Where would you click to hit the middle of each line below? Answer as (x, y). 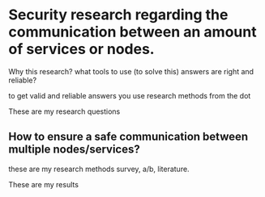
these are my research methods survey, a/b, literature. (99, 169)
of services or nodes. (82, 49)
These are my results (44, 184)
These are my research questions (64, 111)
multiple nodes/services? (74, 150)
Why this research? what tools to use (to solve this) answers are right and (131, 71)
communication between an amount (132, 32)
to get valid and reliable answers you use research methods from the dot (130, 95)
